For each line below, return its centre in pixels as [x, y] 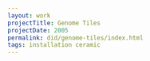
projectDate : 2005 [38, 30]
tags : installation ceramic [54, 45]
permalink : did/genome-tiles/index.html [76, 38]
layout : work [29, 15]
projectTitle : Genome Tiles [54, 23]
